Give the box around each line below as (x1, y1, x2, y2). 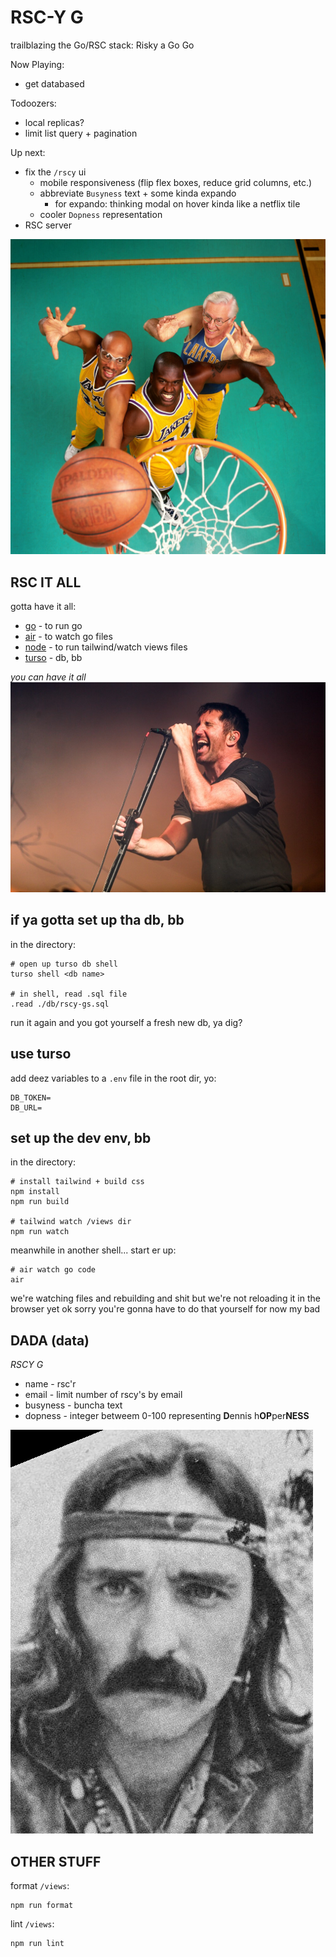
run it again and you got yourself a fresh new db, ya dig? (10, 1016, 243, 1028)
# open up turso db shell (10, 959, 118, 969)
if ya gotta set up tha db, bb (10, 912, 185, 929)
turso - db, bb (24, 652, 83, 664)
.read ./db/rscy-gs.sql (10, 999, 110, 1009)
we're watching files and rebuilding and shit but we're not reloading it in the (10, 1292, 321, 1305)
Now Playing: (10, 58, 65, 70)
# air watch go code (10, 1265, 97, 1275)
